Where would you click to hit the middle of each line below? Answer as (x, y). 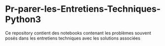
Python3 (23, 19)
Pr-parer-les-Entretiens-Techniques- (83, 9)
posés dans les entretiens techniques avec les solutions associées (73, 38)
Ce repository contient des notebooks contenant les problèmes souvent (78, 33)
